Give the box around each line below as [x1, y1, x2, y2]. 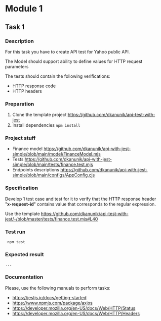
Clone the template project [12, 112, 67, 118]
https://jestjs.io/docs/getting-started [12, 294, 87, 300]
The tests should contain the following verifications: [5, 73, 111, 79]
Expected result [5, 251, 44, 258]
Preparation [5, 100, 35, 107]
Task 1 [5, 23, 25, 31]
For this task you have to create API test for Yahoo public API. [5, 49, 130, 54]
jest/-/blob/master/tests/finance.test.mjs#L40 [5, 216, 98, 222]
